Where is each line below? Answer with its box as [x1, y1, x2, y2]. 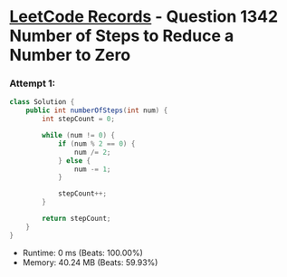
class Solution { [9, 98, 75, 107]
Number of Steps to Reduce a [9, 25, 234, 46]
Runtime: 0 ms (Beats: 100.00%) [22, 247, 143, 258]
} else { [57, 156, 91, 165]
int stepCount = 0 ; [42, 115, 116, 124]
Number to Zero [9, 45, 131, 65]
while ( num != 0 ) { [42, 131, 116, 140]
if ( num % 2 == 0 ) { [57, 138, 136, 148]
